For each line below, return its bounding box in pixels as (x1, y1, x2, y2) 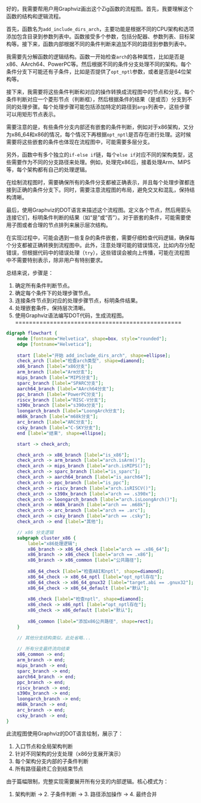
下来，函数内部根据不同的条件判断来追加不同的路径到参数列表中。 (26, 41, 190, 47)
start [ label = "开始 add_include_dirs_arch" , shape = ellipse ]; (17, 352, 171, 358)
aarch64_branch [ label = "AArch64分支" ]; (17, 385, 115, 392)
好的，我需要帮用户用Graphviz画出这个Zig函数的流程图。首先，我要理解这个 (6, 5, 193, 12)
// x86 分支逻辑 (17, 529, 54, 536)
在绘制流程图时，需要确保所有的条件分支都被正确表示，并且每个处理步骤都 (6, 179, 190, 185)
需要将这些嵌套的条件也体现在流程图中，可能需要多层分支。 (6, 138, 153, 145)
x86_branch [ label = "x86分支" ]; (17, 364, 93, 370)
